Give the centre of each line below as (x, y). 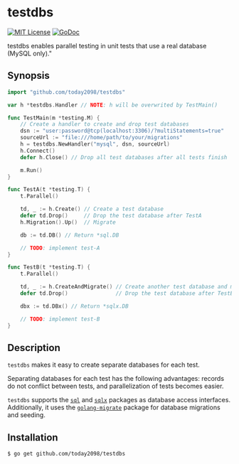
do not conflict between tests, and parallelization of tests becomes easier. (116, 386)
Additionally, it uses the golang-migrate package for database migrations (114, 408)
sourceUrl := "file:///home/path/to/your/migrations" (101, 138)
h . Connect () (38, 151)
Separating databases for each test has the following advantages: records (116, 379)
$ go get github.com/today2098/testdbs (67, 454)
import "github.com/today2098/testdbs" (67, 92)
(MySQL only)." (30, 53)
